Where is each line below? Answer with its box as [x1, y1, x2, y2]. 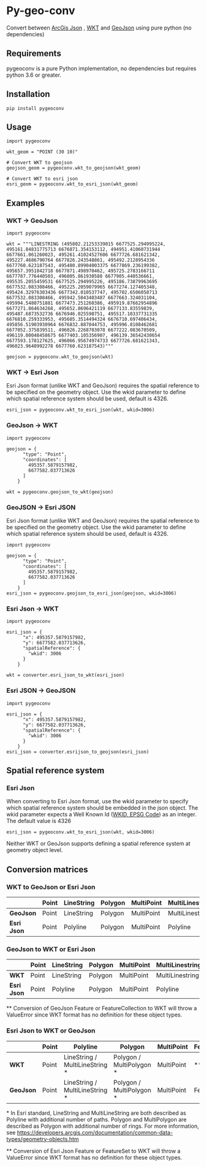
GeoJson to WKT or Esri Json [6, 945, 96, 953]
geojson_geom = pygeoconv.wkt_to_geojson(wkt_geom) [6, 165, 141, 171]
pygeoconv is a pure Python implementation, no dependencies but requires [6, 64, 197, 72]
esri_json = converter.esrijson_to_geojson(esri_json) [6, 749, 150, 755]
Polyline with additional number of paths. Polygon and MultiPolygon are [6, 1115, 187, 1123]
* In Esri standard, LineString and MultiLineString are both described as [6, 1109, 186, 1117]
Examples [6, 198, 45, 208]
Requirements [6, 49, 61, 59]
